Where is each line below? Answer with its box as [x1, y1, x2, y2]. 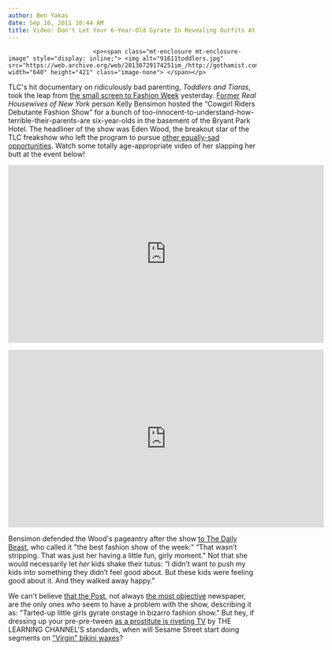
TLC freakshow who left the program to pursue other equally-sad [8, 133, 220, 142]
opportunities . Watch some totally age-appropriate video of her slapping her [8, 141, 256, 151]
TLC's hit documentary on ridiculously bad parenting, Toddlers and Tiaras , [8, 82, 251, 92]
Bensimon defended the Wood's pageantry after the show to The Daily [8, 534, 238, 543]
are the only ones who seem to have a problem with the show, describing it [8, 599, 252, 609]
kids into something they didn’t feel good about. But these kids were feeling [8, 568, 254, 577]
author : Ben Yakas [8, 11, 69, 20]
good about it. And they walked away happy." [8, 576, 155, 585]
